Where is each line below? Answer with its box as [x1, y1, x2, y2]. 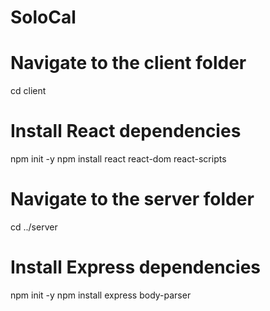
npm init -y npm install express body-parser [10, 289, 192, 301]
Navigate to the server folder [10, 188, 255, 211]
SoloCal [10, 6, 77, 29]
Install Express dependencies [10, 256, 261, 279]
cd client [10, 85, 47, 97]
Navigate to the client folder [10, 52, 247, 75]
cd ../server [10, 221, 58, 233]
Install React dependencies [10, 120, 242, 143]
